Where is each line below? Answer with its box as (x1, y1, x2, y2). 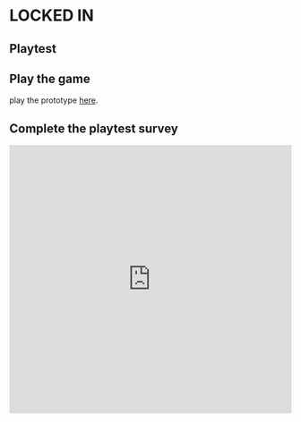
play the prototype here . (9, 95, 99, 105)
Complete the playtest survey (9, 121, 179, 136)
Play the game (9, 71, 91, 86)
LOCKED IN (9, 5, 94, 26)
